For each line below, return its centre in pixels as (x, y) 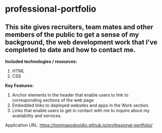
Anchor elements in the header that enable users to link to (70, 95)
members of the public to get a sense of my (72, 34)
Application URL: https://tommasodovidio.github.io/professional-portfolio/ (79, 125)
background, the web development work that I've (81, 42)
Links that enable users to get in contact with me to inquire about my (81, 110)
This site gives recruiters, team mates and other (79, 27)
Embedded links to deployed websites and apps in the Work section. (81, 105)
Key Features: (19, 85)
